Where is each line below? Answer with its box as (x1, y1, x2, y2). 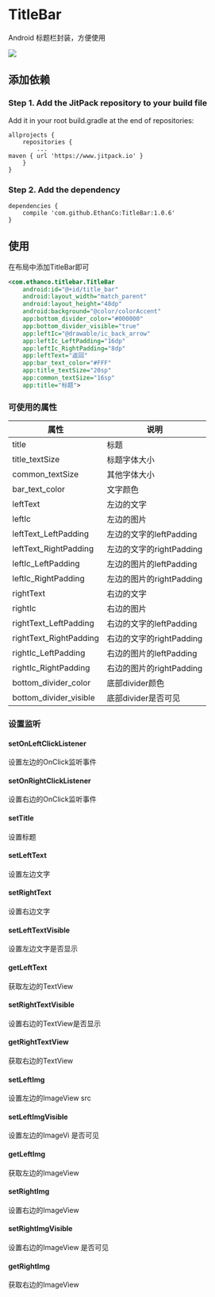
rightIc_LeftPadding (12, 647, 86, 658)
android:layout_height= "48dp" (22, 300, 123, 308)
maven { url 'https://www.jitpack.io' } (8, 152, 144, 160)
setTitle (8, 813, 34, 823)
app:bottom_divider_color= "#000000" (22, 315, 144, 323)
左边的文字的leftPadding (106, 529, 198, 540)
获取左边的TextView (8, 981, 74, 990)
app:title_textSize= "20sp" (22, 367, 112, 375)
